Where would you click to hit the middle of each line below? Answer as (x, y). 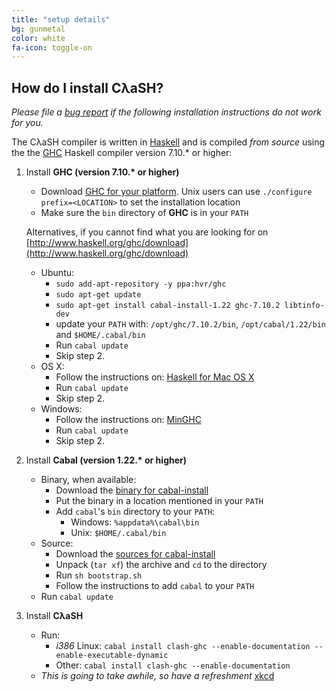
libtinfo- (304, 306)
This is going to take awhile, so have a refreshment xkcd (157, 676)
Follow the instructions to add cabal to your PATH (155, 586)
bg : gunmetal (38, 29)
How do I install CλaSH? (87, 87)
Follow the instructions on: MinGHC (128, 420)
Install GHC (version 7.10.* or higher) (102, 172)
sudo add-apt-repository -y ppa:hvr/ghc (141, 284)
